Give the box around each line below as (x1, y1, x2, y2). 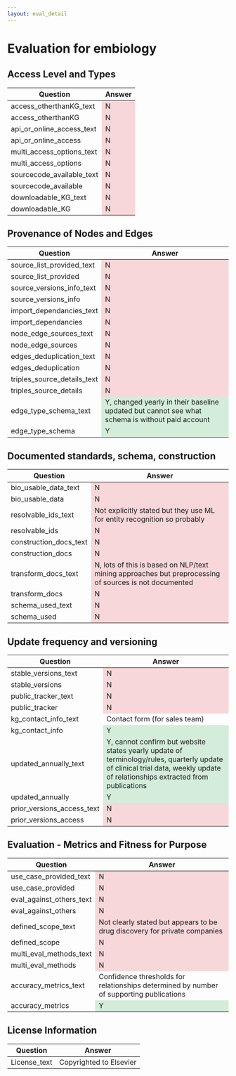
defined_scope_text (11, 921, 76, 931)
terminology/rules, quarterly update (106, 754, 223, 764)
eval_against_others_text (11, 894, 92, 904)
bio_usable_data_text (11, 483, 80, 492)
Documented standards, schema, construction (7, 450, 216, 462)
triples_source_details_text (11, 374, 98, 384)
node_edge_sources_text (11, 329, 93, 339)
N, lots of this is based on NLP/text (94, 560, 209, 570)
